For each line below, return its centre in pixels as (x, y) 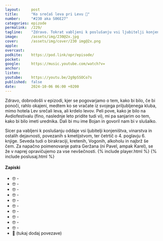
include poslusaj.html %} (30, 156)
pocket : (13, 59)
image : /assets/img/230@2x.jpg (42, 37)
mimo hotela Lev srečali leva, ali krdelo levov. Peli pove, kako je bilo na (75, 111)
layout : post (23, 9)
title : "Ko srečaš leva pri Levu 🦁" (48, 14)
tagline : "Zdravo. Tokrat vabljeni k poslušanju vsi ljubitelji (75, 32)
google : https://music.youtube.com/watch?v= (55, 64)
